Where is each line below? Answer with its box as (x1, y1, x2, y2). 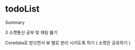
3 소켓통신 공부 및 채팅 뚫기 (5, 29, 58, 35)
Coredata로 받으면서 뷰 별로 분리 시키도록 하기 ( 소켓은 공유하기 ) (5, 40, 131, 46)
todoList (5, 3, 40, 15)
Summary (5, 19, 25, 25)
